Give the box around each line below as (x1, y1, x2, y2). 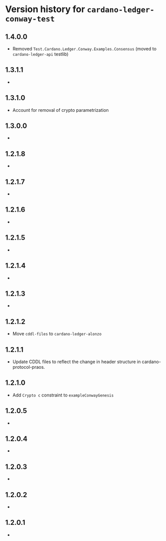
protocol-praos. (12, 364, 45, 370)
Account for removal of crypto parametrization (12, 107, 109, 113)
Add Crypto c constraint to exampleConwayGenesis (12, 392, 114, 398)
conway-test (5, 14, 55, 24)
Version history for (5, 4, 85, 15)
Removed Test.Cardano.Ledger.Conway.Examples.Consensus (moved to (12, 46, 157, 51)
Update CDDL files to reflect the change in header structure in (12, 359, 141, 365)
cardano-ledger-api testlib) (12, 51, 69, 57)
